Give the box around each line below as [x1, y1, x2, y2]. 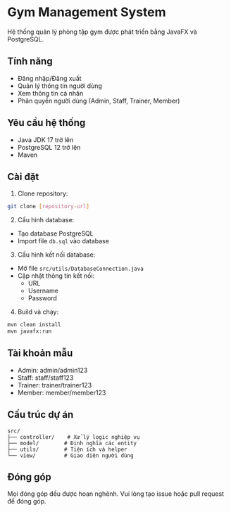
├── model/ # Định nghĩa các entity [7, 440, 137, 447]
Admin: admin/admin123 [17, 366, 88, 374]
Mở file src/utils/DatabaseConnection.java [17, 264, 144, 273]
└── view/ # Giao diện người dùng [7, 452, 134, 459]
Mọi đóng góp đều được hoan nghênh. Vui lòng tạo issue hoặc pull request [7, 489, 224, 498]
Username [27, 286, 58, 295]
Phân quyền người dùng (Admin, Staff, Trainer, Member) [17, 96, 180, 105]
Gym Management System [7, 4, 167, 20]
